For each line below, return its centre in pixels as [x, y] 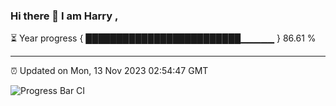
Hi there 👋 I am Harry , [64, 16]
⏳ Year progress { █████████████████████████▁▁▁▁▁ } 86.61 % [163, 38]
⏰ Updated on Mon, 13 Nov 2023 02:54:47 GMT [109, 71]
